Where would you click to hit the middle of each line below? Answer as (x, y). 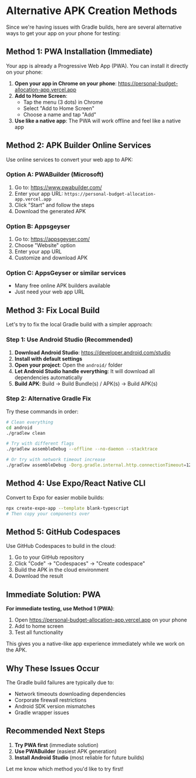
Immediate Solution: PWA (53, 594)
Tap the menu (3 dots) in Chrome (63, 102)
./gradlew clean (26, 433)
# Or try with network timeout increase (56, 460)
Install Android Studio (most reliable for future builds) (79, 757)
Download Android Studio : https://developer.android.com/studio (92, 352)
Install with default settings (48, 359)
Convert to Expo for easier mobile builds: (55, 497)
